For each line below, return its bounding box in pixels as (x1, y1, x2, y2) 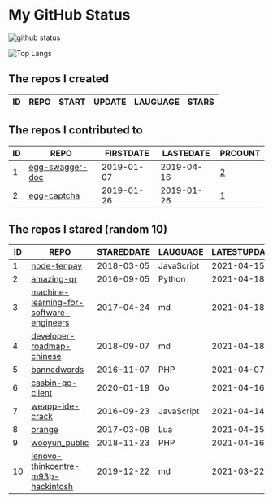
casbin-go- (31, 377, 77, 388)
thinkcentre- (31, 461, 80, 472)
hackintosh (31, 481, 74, 492)
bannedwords (31, 364, 84, 375)
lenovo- (31, 450, 63, 461)
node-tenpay (31, 260, 83, 272)
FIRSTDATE (104, 147, 149, 159)
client (31, 387, 53, 399)
